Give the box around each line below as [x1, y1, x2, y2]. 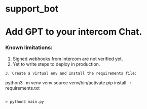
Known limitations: [5, 44, 53, 51]
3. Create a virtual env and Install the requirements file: [5, 71, 137, 76]
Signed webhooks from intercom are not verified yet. [12, 56, 123, 62]
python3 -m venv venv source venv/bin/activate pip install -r [5, 79, 132, 86]
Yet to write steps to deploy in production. [12, 61, 100, 67]
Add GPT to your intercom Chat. [5, 26, 142, 38]
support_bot [5, 3, 59, 15]
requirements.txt [5, 85, 40, 91]
